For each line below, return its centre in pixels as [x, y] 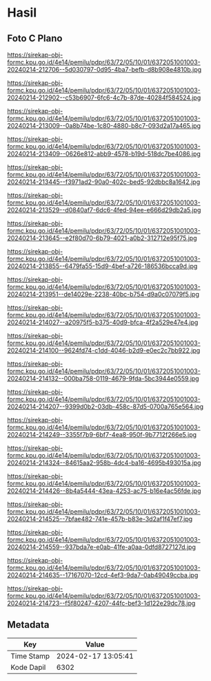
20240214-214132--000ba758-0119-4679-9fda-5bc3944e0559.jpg [103, 379]
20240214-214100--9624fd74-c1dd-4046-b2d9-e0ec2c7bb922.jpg [104, 350]
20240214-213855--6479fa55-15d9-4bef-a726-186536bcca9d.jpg [102, 266]
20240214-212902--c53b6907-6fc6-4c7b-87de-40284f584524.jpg [104, 97]
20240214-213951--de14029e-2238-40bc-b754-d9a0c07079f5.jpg [103, 294]
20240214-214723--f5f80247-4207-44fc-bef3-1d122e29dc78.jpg [101, 603]
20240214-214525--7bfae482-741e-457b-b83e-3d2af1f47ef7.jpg [100, 519]
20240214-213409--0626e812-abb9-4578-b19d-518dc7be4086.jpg [104, 154]
